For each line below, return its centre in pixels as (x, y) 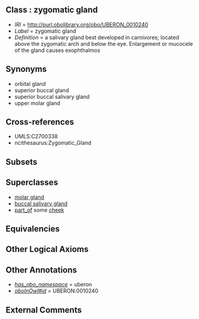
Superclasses (32, 183)
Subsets (21, 162)
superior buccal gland (42, 90)
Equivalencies (33, 229)
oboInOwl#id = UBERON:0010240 (56, 291)
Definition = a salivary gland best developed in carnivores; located (96, 37)
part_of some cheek (39, 210)
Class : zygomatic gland (52, 10)
